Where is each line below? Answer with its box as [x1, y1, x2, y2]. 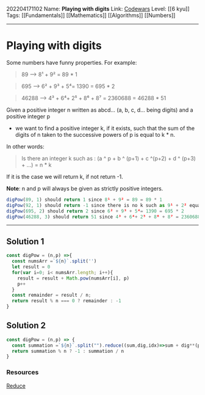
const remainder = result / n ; [12, 292, 92, 299]
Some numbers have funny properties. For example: [6, 59, 137, 66]
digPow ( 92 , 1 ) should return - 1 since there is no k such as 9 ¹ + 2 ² [6, 202, 187, 208]
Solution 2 [6, 321, 46, 331]
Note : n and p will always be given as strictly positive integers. [6, 184, 164, 192]
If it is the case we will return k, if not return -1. [6, 173, 123, 180]
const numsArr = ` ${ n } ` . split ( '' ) [12, 258, 97, 264]
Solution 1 [6, 236, 45, 247]
